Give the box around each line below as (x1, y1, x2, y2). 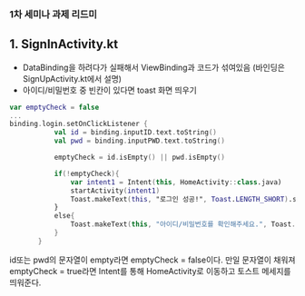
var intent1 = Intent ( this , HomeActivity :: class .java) (70, 177, 282, 187)
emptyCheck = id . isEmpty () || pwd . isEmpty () (54, 153, 225, 163)
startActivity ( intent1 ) (70, 186, 161, 195)
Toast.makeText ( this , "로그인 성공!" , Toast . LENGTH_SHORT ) (70, 194, 289, 203)
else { (54, 212, 75, 221)
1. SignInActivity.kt (9, 36, 119, 52)
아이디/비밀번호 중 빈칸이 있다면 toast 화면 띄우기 (22, 84, 197, 95)
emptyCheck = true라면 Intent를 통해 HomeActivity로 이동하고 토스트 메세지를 (9, 265, 291, 276)
